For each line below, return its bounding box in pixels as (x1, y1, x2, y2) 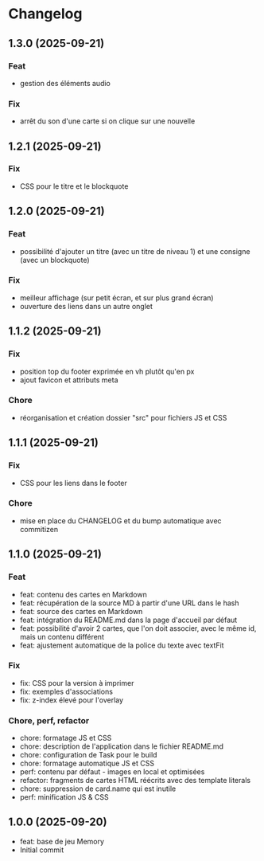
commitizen (19, 524, 59, 534)
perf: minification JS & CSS (19, 793, 109, 802)
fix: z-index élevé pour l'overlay (19, 695, 124, 705)
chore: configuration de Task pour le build (19, 750, 157, 760)
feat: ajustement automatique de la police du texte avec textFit (19, 640, 224, 650)
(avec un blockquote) (19, 255, 90, 264)
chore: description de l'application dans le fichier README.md (19, 742, 224, 751)
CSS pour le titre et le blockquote (19, 181, 129, 191)
